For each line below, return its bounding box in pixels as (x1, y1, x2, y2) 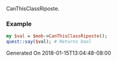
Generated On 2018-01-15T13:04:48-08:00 (6, 50, 111, 57)
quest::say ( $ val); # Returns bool (6, 38, 92, 45)
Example (6, 20, 32, 28)
